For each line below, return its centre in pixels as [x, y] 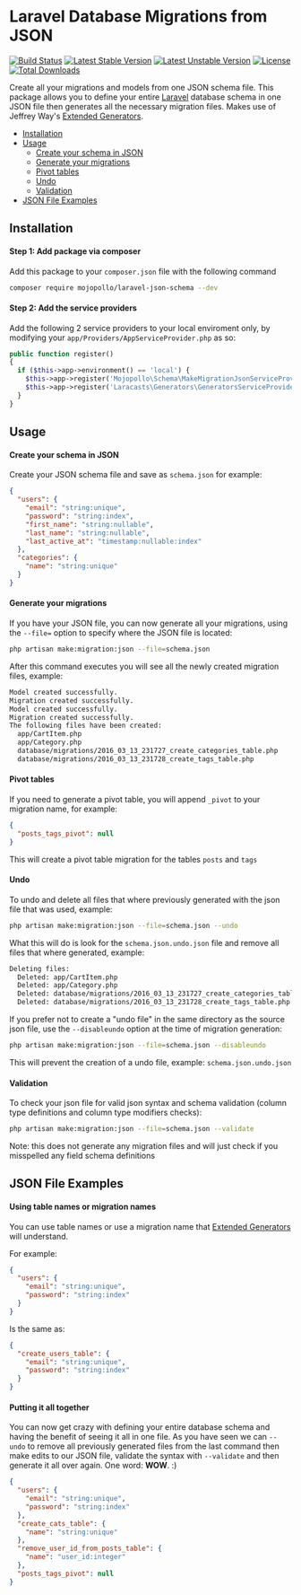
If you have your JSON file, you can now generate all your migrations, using [149, 623]
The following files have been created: [86, 726]
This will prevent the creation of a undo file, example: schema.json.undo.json [150, 1062]
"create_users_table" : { [64, 1354]
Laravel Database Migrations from [138, 17]
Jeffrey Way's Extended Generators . [77, 116]
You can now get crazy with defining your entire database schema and [140, 1427]
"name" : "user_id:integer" [76, 1557]
